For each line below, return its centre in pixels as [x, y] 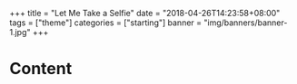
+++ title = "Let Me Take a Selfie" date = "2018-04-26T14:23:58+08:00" [145, 13]
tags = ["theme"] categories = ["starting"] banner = [106, 23]
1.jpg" [20, 32]
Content [41, 69]
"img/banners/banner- [246, 23]
